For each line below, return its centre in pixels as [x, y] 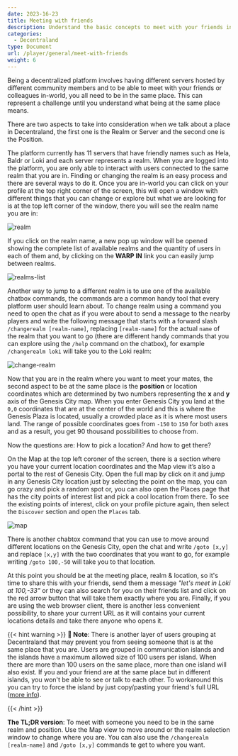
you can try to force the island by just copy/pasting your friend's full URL [113, 687]
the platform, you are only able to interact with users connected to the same [118, 168]
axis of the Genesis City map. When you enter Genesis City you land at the [116, 401]
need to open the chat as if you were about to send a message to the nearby [119, 313]
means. [18, 110]
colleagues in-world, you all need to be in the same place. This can [105, 95]
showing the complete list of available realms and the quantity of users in [114, 248]
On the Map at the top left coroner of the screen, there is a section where [114, 459]
